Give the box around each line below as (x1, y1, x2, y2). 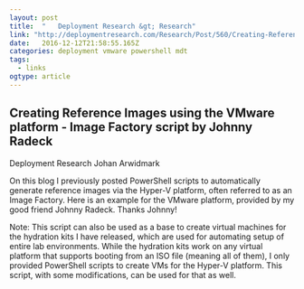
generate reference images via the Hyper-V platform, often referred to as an (9, 184, 292, 195)
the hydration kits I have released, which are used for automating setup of (9, 231, 285, 242)
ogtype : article (9, 72, 71, 81)
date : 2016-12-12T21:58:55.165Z (9, 38, 140, 48)
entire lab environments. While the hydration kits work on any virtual (9, 240, 263, 251)
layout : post (9, 13, 59, 23)
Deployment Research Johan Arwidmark (9, 157, 160, 168)
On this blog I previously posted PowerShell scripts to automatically (9, 175, 261, 186)
